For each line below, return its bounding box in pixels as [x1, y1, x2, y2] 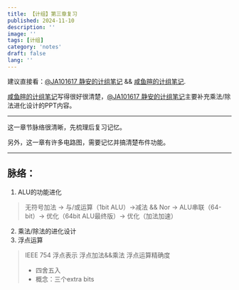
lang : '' [7, 57, 33, 64]
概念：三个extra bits [35, 274, 95, 283]
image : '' [7, 30, 37, 38]
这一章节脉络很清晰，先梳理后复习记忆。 [7, 122, 126, 131]
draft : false [7, 50, 46, 58]
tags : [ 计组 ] [7, 37, 44, 44]
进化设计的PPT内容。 [13, 101, 76, 109]
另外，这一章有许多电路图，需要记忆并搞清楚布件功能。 [7, 138, 169, 146]
